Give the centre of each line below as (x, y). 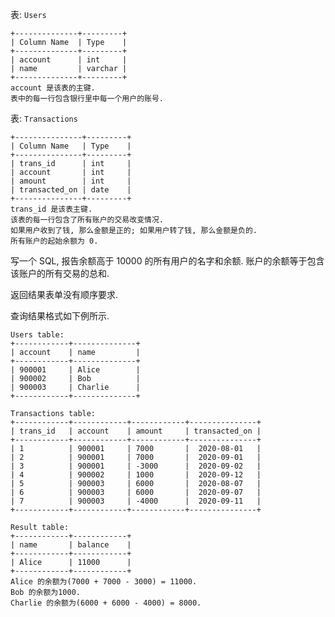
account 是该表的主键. (53, 88)
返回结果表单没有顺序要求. (64, 294)
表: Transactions (44, 118)
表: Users (28, 14)
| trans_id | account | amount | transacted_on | (136, 431)
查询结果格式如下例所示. (60, 316)
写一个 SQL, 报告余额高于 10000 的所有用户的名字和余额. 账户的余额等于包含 (167, 261)
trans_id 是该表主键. (51, 209)
